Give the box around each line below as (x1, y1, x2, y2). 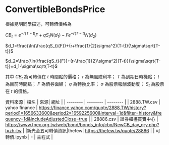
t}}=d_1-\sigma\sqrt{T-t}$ (5, 63, 58, 69)
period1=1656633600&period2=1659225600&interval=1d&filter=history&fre (5, 110, 162, 116)
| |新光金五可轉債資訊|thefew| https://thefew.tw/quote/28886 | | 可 (22, 127, 160, 133)
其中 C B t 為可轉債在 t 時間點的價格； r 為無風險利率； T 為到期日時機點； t (5, 74, 160, 81)
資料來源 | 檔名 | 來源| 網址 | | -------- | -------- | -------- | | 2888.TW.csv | (5, 99, 160, 105)
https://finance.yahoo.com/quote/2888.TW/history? (38, 105, 146, 111)
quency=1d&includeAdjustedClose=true (5, 116, 88, 122)
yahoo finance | (5, 105, 38, 111)
